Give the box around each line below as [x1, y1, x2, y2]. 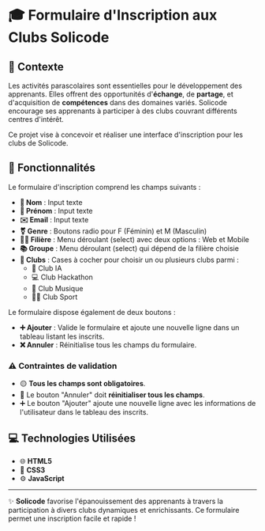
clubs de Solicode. [8, 138, 69, 147]
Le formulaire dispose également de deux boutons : [8, 307, 176, 317]
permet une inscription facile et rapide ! [8, 514, 136, 523]
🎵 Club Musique [31, 283, 84, 293]
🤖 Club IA [31, 263, 62, 273]
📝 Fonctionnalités [8, 161, 96, 175]
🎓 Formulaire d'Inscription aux [8, 6, 218, 25]
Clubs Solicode [8, 28, 110, 47]
